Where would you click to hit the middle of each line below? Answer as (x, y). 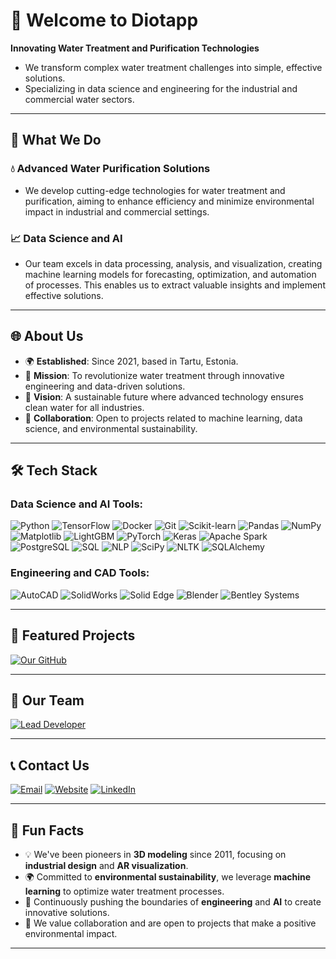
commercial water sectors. (79, 99)
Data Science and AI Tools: (77, 504)
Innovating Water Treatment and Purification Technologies (135, 48)
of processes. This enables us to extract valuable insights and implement (175, 285)
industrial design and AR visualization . (106, 865)
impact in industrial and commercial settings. (117, 211)
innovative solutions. (67, 912)
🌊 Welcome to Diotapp (104, 20)
